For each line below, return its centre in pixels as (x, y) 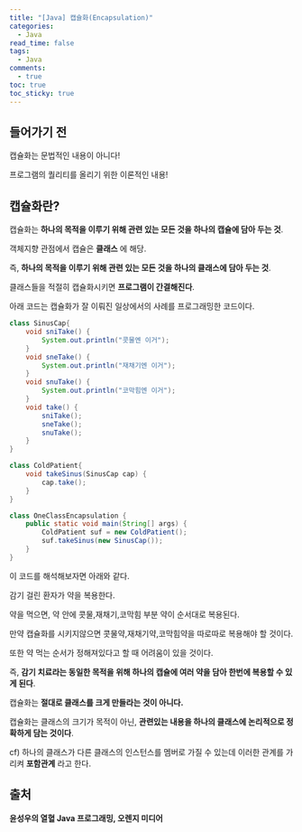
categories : (32, 26)
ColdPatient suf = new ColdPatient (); (114, 533)
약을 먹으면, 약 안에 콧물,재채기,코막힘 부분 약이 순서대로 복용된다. (125, 614)
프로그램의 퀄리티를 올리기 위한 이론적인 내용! (89, 175)
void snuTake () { (58, 382)
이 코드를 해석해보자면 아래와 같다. (69, 575)
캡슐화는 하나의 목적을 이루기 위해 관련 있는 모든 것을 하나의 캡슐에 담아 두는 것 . (146, 229)
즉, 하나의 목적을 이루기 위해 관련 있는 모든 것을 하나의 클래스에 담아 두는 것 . (140, 268)
